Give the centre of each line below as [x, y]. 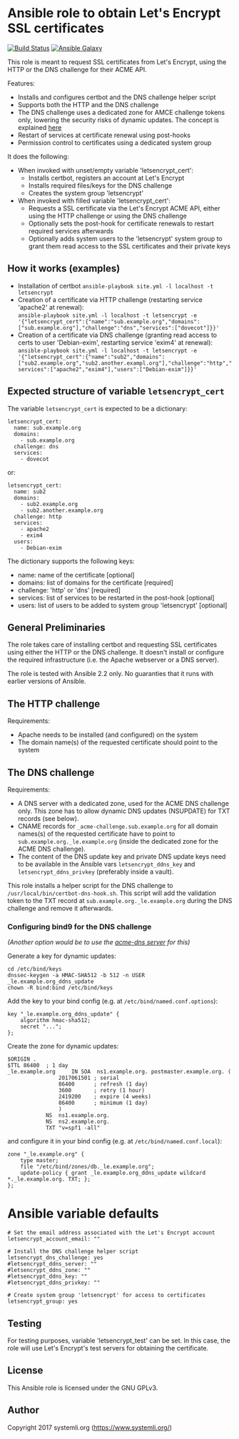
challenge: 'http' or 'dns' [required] [69, 590]
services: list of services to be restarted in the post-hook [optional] [116, 597]
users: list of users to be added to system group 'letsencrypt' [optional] [122, 605]
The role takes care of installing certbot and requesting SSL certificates [112, 645]
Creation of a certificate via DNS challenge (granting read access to [117, 335]
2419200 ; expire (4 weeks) [105, 1097]
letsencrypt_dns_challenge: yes [55, 1258]
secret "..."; [41, 1027]
